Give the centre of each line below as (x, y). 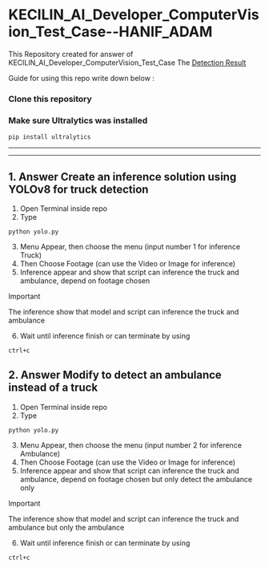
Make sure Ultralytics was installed (78, 120)
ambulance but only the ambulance (66, 527)
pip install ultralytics (50, 137)
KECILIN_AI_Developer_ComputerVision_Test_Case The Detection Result (127, 63)
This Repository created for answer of (71, 54)
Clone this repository (50, 99)
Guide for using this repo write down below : (81, 78)
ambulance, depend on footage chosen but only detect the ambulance (136, 479)
